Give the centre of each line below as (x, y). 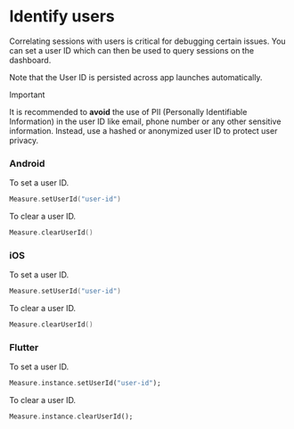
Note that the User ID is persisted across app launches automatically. (136, 77)
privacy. (24, 140)
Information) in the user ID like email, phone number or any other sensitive (145, 121)
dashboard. (30, 60)
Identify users (62, 16)
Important (27, 95)
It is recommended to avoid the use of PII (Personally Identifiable (128, 111)
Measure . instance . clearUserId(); (71, 417)
